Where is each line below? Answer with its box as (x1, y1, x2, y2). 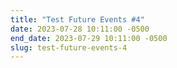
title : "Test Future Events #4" (10, 14, 145, 25)
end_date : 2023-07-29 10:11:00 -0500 (10, 33, 168, 43)
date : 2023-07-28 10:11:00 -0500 (10, 24, 150, 34)
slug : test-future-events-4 (10, 42, 128, 53)
